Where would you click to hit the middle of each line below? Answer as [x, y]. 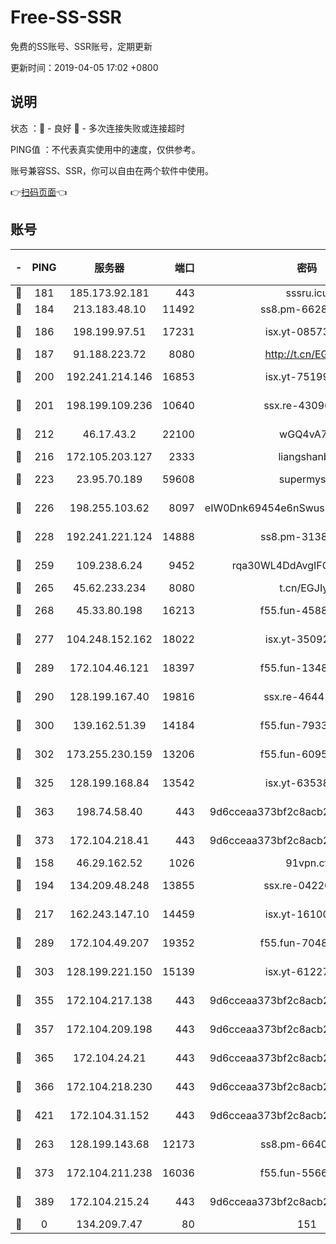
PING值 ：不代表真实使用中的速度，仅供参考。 [105, 149]
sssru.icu [307, 293]
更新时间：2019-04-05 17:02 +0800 [84, 67]
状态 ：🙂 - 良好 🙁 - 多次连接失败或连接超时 [97, 128]
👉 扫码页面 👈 [39, 192]
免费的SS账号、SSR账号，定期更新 [81, 46]
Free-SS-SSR [66, 17]
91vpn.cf [307, 863]
